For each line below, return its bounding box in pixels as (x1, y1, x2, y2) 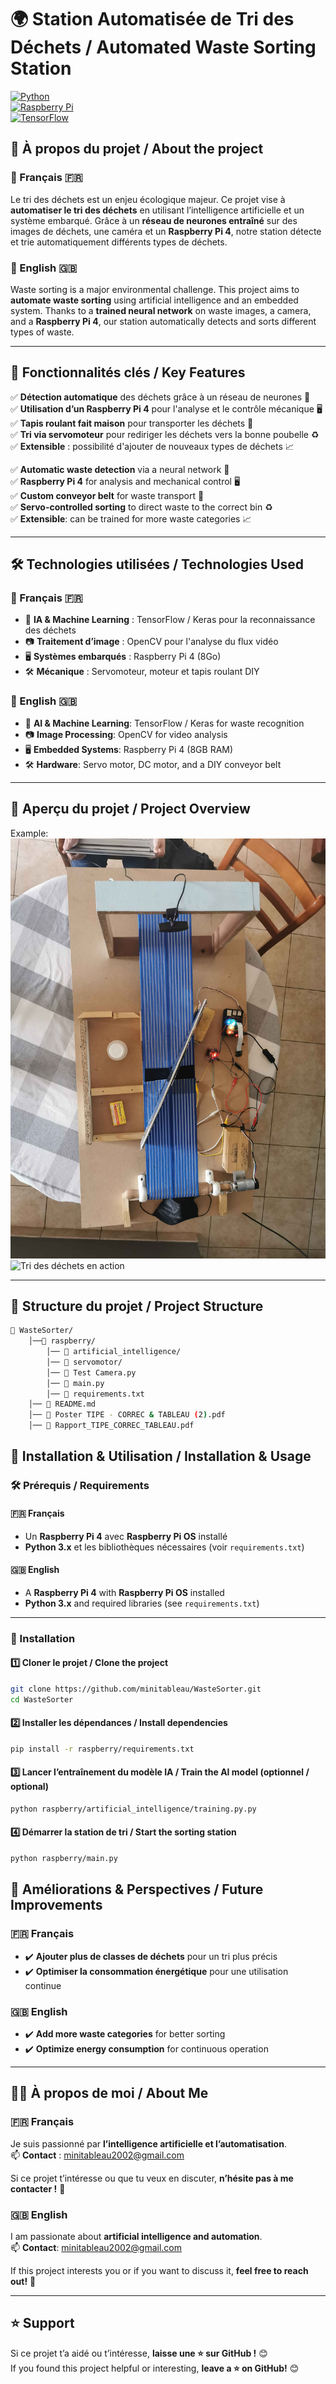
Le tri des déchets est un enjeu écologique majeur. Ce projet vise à (10, 193, 286, 205)
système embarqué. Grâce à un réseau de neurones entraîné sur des (10, 214, 298, 226)
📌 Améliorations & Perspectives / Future (10, 1881, 264, 1898)
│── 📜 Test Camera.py (46, 1367, 137, 1378)
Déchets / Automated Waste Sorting (10, 36, 317, 59)
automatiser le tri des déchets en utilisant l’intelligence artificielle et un (10, 204, 305, 216)
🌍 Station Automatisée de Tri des (10, 8, 295, 31)
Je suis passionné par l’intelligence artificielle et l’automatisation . (10, 2137, 287, 2150)
